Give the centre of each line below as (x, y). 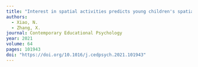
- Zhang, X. (26, 28)
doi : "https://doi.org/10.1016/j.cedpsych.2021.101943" (76, 55)
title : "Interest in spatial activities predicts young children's (91, 11)
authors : (17, 17)
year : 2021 (19, 38)
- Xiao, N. (25, 22)
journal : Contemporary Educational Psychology (64, 33)
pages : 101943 (24, 50)
